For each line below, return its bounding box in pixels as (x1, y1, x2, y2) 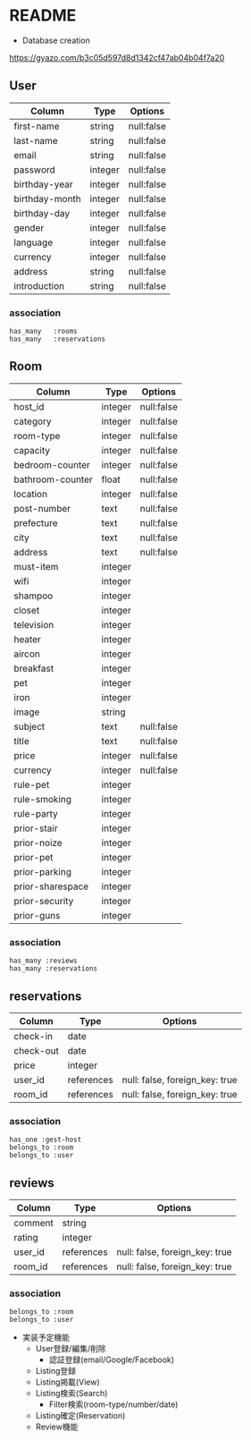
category (13, 415, 52, 428)
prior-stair (13, 822, 58, 834)
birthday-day (13, 207, 71, 219)
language (13, 236, 54, 249)
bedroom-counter (13, 458, 91, 470)
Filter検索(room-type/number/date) (48, 1399, 179, 1410)
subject (13, 720, 46, 733)
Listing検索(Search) (35, 1388, 108, 1399)
